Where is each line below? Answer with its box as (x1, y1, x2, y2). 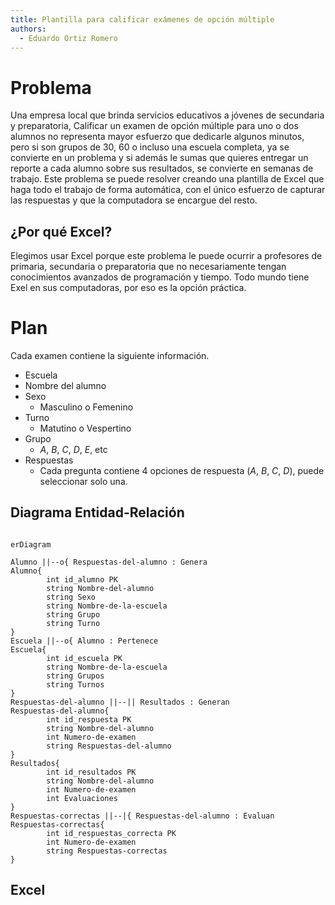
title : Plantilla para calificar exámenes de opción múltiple (10, 14, 275, 25)
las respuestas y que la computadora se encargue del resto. (10, 194, 258, 206)
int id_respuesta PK (46, 714, 132, 725)
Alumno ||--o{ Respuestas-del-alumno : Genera (10, 557, 208, 567)
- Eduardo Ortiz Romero (19, 33, 118, 43)
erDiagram (10, 539, 52, 550)
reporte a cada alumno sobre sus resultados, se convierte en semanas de (10, 162, 314, 175)
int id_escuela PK (46, 653, 123, 663)
